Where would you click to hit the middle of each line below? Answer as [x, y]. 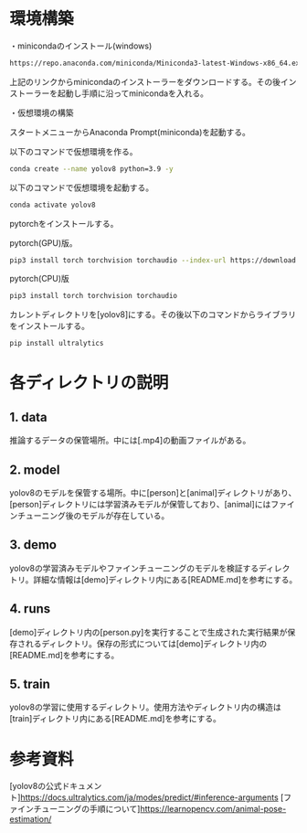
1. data [28, 417]
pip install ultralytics [57, 344]
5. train [30, 684]
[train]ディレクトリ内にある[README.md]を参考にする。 [116, 719]
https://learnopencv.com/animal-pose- [213, 809]
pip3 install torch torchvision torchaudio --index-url [118, 260]
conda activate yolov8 [53, 205]
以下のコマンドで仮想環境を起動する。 [81, 187]
